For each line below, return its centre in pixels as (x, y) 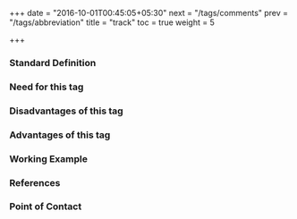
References (35, 182)
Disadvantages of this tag (66, 111)
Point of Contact (46, 206)
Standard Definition (53, 63)
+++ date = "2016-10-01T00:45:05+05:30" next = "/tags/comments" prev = (149, 13)
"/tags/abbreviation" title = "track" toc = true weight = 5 (112, 22)
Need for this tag (47, 87)
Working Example (48, 158)
